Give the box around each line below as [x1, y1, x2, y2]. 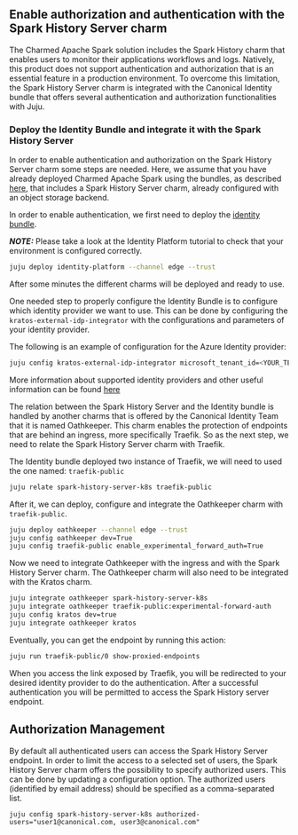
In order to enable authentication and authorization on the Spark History [9, 154, 272, 165]
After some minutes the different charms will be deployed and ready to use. [9, 279, 286, 289]
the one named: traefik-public [9, 465, 125, 476]
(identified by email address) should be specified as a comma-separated [9, 783, 275, 793]
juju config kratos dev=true [9, 610, 117, 619]
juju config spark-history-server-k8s [9, 809, 153, 819]
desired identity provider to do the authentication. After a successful [9, 677, 259, 688]
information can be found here [9, 383, 121, 394]
